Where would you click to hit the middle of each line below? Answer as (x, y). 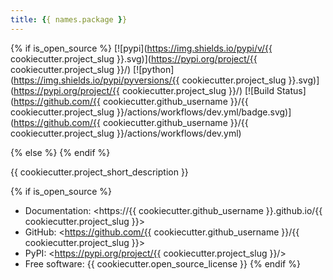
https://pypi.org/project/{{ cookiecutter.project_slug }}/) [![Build (144, 90)
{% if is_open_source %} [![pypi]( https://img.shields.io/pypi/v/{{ (141, 48)
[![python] (154, 69)
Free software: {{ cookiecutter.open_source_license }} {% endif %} (162, 263)
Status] (291, 90)
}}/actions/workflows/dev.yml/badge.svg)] (204, 112)
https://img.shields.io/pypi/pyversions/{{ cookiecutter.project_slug (150, 80)
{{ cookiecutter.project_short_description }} (99, 172)
